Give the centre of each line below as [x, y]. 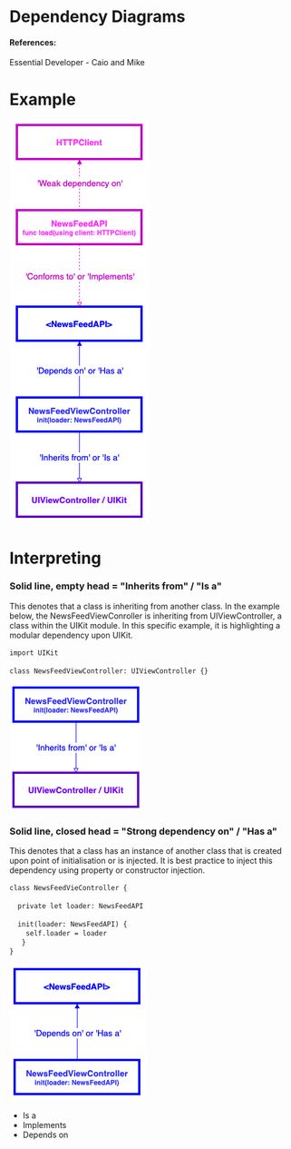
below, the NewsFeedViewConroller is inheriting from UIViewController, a [146, 616]
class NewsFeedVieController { [68, 888]
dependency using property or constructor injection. [107, 870]
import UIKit [34, 653]
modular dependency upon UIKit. [71, 635]
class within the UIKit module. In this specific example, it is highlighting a [145, 625]
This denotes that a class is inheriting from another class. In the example [145, 606]
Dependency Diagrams [97, 17]
